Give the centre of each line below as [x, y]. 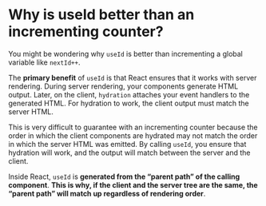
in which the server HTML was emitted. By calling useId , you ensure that [127, 144]
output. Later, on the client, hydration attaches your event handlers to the [129, 94]
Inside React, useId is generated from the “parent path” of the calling [124, 176]
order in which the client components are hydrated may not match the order [133, 135]
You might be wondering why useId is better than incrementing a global [126, 53]
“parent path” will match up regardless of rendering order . [107, 193]
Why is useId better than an [101, 15]
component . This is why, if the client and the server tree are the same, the [133, 184]
